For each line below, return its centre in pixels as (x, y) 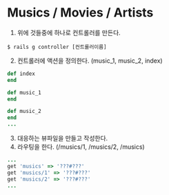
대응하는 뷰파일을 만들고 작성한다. (62, 138)
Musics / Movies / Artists (80, 13)
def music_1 (24, 92)
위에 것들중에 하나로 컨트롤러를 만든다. (69, 32)
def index (21, 74)
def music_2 (24, 112)
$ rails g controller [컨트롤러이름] (57, 47)
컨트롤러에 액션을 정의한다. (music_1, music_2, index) (90, 61)
